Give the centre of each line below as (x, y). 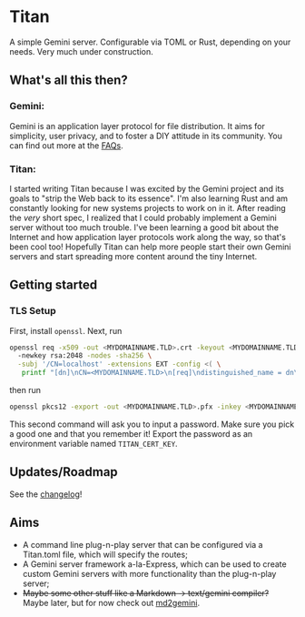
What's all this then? (69, 81)
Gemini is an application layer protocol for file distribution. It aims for (137, 126)
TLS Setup (33, 311)
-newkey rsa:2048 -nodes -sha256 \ (85, 356)
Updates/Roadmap (64, 472)
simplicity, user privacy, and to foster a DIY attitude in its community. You (146, 136)
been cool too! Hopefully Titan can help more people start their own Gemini (151, 247)
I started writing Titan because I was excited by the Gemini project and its (147, 188)
